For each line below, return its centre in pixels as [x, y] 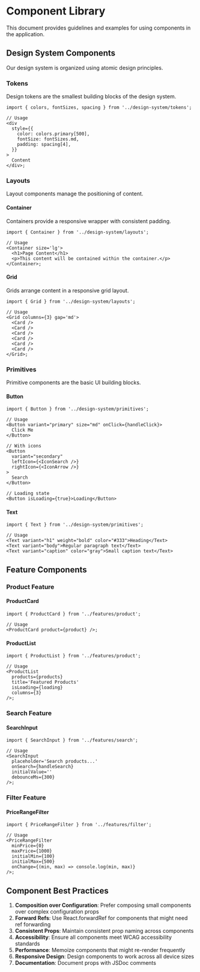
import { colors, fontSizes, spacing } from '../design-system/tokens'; [99, 108]
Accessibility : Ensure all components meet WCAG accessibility [93, 937]
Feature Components [47, 570]
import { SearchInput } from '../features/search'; [72, 740]
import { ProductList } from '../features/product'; [74, 656]
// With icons [24, 446]
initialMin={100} [33, 857]
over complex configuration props [57, 912]
